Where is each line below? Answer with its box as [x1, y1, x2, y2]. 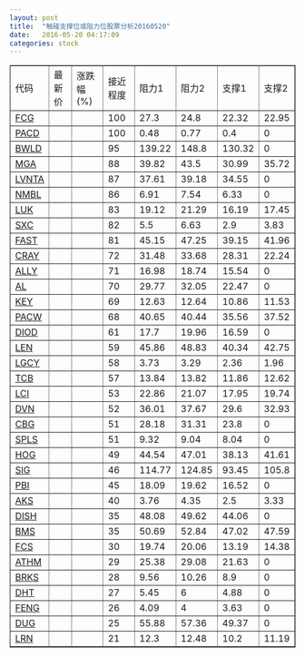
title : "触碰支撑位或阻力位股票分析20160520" [9, 22, 171, 31]
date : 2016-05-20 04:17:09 [9, 30, 120, 39]
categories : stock [9, 38, 79, 48]
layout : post [9, 13, 59, 23]
